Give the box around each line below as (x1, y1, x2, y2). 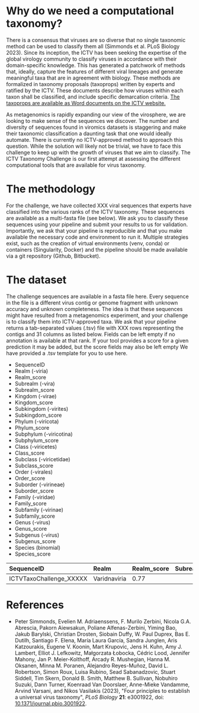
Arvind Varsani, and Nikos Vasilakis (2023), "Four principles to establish (14, 687, 191, 694)
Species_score (14, 550, 51, 557)
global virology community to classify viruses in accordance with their (6, 55, 177, 62)
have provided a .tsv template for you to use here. (6, 349, 128, 357)
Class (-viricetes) (14, 443, 57, 450)
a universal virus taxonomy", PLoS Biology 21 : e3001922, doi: (14, 693, 164, 701)
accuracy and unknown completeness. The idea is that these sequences (6, 305, 183, 312)
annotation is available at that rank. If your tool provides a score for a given (6, 337, 189, 344)
